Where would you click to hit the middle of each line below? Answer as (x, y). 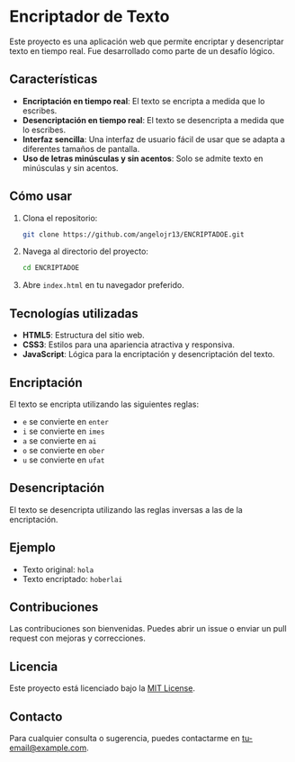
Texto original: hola (58, 569)
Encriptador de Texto (89, 17)
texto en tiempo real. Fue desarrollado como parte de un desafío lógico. (142, 50)
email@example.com (48, 748)
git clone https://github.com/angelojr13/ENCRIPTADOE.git (133, 234)
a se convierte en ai (59, 440)
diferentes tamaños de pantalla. (81, 148)
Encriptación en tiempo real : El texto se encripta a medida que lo (143, 101)
